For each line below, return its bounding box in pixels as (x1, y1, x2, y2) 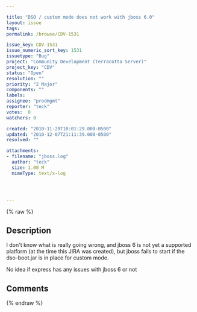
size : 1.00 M (11, 164, 45, 171)
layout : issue (6, 19, 42, 26)
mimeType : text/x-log (11, 170, 66, 176)
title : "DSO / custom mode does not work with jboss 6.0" (6, 14, 155, 20)
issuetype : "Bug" (6, 53, 50, 59)
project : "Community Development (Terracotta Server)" (6, 59, 147, 65)
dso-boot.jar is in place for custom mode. (6, 254, 109, 261)
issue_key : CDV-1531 (6, 42, 58, 48)
